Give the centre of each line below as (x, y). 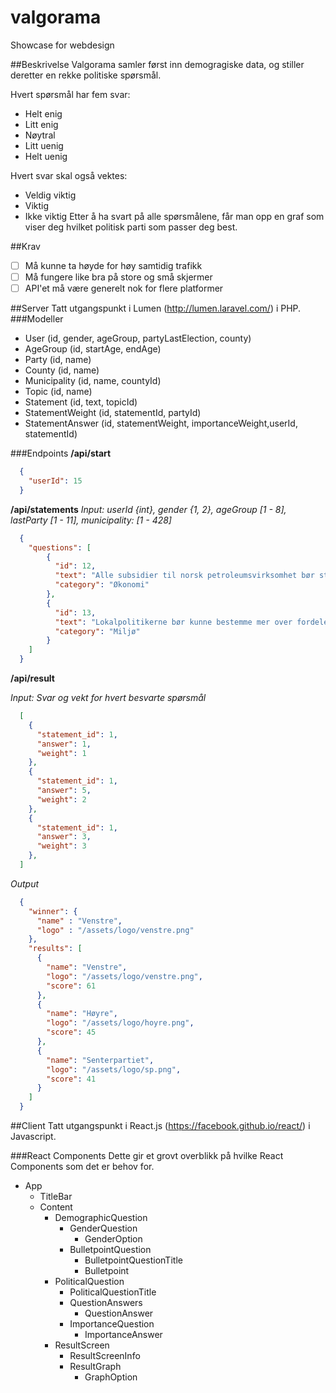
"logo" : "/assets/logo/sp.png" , (114, 1069)
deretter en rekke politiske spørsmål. (86, 75)
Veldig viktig (50, 195)
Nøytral (40, 135)
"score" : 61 (71, 986)
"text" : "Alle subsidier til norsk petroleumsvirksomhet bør (184, 576)
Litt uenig (44, 145)
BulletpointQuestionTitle (133, 1260)
